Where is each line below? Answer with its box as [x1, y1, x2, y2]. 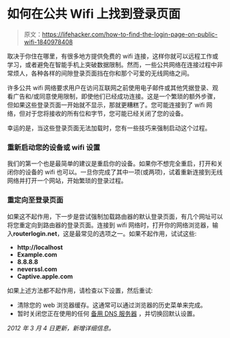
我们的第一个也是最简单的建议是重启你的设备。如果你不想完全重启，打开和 [7, 159, 217, 168]
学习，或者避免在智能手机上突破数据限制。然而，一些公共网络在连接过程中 [7, 60, 217, 68]
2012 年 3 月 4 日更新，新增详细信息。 [7, 324, 115, 332]
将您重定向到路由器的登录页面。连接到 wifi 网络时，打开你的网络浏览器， [7, 220, 213, 229]
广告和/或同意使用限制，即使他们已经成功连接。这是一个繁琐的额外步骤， [12, 92, 220, 100]
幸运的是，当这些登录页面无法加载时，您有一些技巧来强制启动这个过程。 [7, 124, 211, 132]
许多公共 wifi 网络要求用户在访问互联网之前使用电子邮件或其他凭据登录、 [7, 83, 213, 92]
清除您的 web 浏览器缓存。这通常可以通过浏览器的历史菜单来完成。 [16, 300, 207, 309]
